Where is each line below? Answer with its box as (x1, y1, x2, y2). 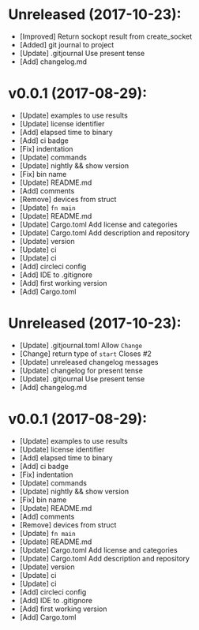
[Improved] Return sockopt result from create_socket (19, 32, 193, 41)
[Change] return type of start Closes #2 (19, 349, 152, 358)
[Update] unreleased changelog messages (19, 357, 160, 366)
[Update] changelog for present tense (19, 366, 144, 375)
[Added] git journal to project (19, 39, 115, 49)
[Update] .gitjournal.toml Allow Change (19, 340, 143, 350)
